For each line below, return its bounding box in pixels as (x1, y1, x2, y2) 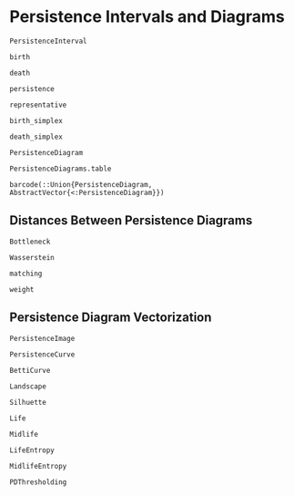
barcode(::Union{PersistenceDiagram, (9, 180, 153, 189)
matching (9, 269, 43, 278)
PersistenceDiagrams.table (9, 164, 112, 173)
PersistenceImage (9, 334, 76, 343)
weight (9, 284, 35, 294)
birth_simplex (9, 116, 64, 125)
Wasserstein (9, 253, 55, 262)
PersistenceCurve (9, 349, 76, 359)
